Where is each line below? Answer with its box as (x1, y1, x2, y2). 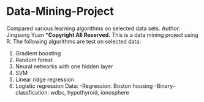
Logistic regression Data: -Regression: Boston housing (15, 82, 153, 90)
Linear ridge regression (15, 76, 75, 83)
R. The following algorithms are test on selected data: (6, 37, 141, 45)
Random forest (15, 56, 53, 63)
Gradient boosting (15, 49, 61, 57)
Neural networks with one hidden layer (15, 63, 113, 70)
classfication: (15, 88, 50, 96)
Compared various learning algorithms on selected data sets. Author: (6, 25, 181, 32)
